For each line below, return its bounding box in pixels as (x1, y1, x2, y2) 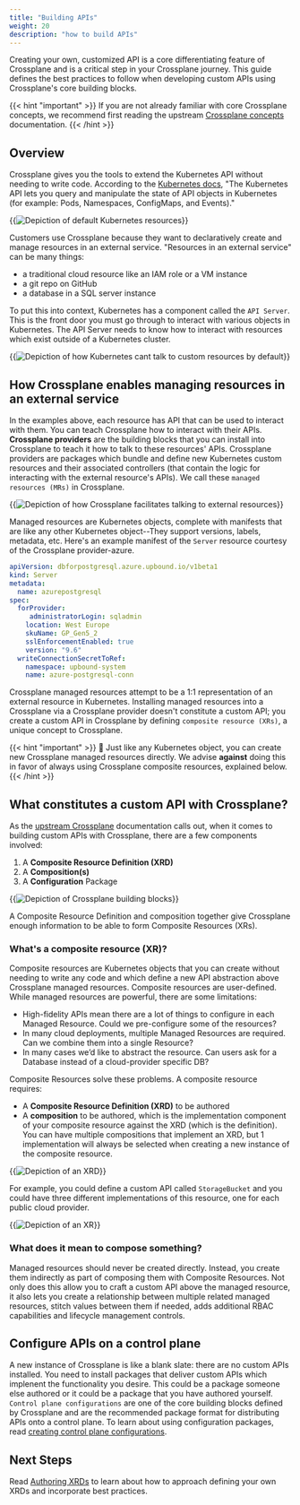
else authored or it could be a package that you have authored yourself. (9, 1388, 273, 1399)
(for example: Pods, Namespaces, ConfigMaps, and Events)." (9, 198, 236, 209)
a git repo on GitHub (21, 279, 98, 290)
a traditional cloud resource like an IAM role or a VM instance (21, 269, 248, 280)
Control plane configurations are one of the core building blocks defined (9, 1397, 284, 1408)
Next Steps (9, 1452, 73, 1467)
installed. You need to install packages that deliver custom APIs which (9, 1369, 267, 1380)
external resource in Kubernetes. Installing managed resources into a (9, 696, 264, 707)
